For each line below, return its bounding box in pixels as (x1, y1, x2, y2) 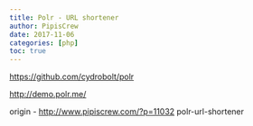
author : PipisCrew (9, 22, 79, 31)
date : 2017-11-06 (9, 30, 75, 39)
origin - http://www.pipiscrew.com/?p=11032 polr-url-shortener (9, 106, 245, 117)
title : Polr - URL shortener (9, 13, 119, 22)
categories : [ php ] (9, 38, 79, 48)
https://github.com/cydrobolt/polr (9, 71, 135, 82)
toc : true (9, 47, 47, 56)
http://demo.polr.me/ (9, 89, 87, 100)
